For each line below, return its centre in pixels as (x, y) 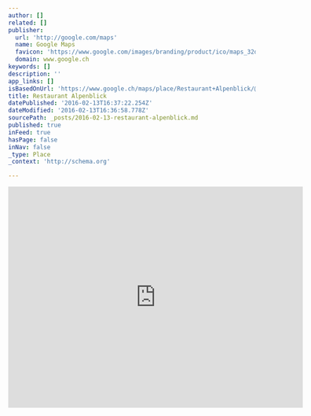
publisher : (26, 30)
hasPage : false (33, 140)
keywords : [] (29, 67)
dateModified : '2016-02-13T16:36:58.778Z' (79, 111)
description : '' (35, 74)
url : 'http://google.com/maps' (66, 37)
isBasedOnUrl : (31, 88)
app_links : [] (31, 81)
